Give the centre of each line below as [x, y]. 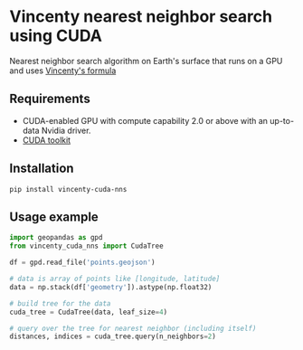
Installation [42, 169]
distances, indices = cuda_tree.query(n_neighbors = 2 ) [113, 336]
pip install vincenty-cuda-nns [68, 189]
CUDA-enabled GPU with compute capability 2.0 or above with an [145, 120]
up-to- [282, 120]
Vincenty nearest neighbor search [141, 17]
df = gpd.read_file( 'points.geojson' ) [82, 263]
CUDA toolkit [46, 140]
